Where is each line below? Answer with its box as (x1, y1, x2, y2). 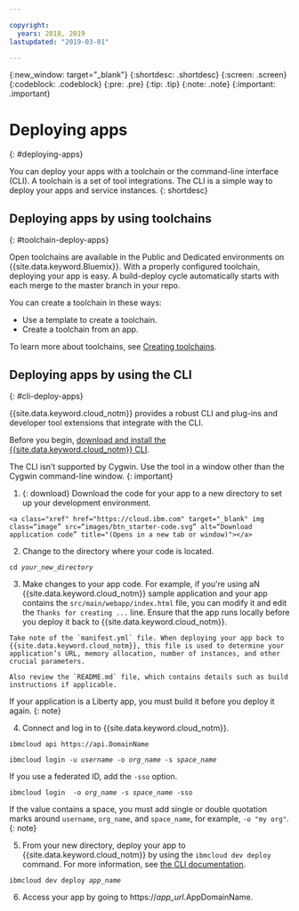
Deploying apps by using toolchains (9, 211, 212, 226)
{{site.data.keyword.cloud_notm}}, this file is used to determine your (9, 641, 285, 650)
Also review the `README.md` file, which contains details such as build (9, 673, 289, 681)
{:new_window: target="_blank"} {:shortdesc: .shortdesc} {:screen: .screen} (9, 69, 287, 80)
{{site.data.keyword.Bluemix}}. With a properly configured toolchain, (9, 262, 261, 272)
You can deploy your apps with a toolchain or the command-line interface (9, 166, 279, 177)
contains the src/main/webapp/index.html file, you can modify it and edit (21, 597, 287, 608)
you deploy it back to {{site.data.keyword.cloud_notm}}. (21, 616, 228, 627)
